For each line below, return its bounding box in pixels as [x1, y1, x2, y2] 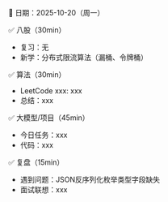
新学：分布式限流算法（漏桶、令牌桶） [19, 53, 148, 62]
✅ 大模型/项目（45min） [8, 113, 90, 122]
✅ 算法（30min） [8, 70, 66, 80]
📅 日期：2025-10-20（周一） [8, 8, 105, 17]
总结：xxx [19, 96, 54, 105]
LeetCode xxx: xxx [19, 86, 82, 96]
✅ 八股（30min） [8, 25, 66, 35]
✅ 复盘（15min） [8, 157, 65, 167]
